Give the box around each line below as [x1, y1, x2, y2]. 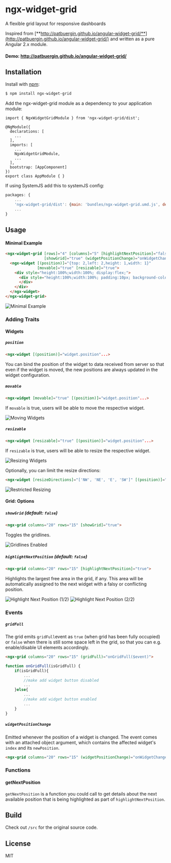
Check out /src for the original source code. [5, 824, 98, 830]
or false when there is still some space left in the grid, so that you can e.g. [5, 639, 162, 645]
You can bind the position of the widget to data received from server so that [5, 361, 164, 367]
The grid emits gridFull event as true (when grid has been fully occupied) [5, 634, 160, 640]
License [5, 839, 31, 848]
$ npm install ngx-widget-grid [5, 91, 72, 96]
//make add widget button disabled [23, 678, 99, 683]
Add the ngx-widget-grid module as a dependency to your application [5, 101, 152, 107]
